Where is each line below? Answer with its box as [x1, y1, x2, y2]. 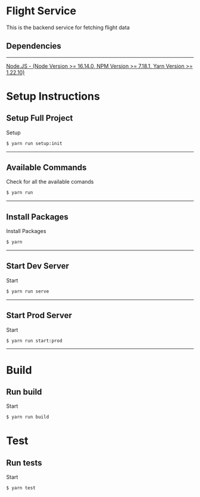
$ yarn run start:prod [6, 338, 62, 344]
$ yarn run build [6, 414, 49, 420]
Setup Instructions [6, 89, 100, 103]
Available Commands [6, 162, 87, 173]
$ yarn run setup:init [6, 140, 62, 146]
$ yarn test [6, 485, 36, 491]
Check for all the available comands [6, 178, 94, 185]
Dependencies [6, 41, 61, 51]
